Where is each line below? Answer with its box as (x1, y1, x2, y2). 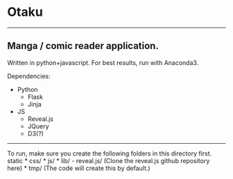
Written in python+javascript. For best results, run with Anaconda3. (7, 58, 199, 66)
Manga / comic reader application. (7, 40, 159, 52)
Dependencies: (7, 72, 51, 80)
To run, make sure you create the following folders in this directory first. (7, 149, 212, 158)
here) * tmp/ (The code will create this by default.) (7, 164, 150, 172)
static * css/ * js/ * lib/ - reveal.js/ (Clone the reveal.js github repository (7, 156, 210, 164)
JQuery (27, 122, 50, 130)
